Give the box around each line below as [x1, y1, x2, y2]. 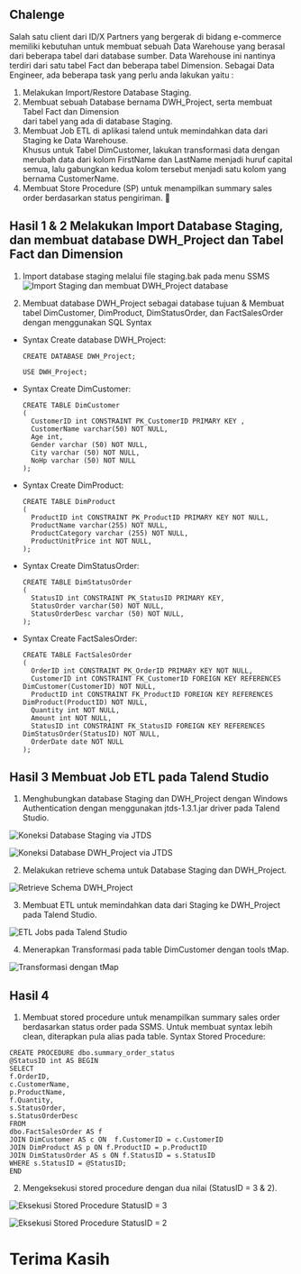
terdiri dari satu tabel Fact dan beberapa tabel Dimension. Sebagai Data [9, 60, 275, 70]
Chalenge [9, 7, 65, 23]
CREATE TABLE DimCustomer [22, 400, 120, 409]
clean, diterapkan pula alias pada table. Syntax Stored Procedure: [22, 1031, 266, 1042]
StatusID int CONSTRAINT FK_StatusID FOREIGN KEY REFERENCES [31, 721, 266, 730]
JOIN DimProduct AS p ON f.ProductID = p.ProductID [9, 1143, 207, 1152]
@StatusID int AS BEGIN [9, 1057, 99, 1066]
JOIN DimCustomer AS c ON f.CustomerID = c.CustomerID [9, 1135, 223, 1144]
